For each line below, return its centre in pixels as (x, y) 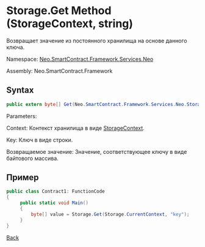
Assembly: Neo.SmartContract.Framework (59, 70)
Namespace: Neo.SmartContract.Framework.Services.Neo (80, 59)
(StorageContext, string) (70, 24)
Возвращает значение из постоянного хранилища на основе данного (97, 40)
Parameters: (22, 116)
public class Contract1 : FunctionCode (56, 192)
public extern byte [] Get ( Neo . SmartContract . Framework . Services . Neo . (97, 104)
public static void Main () (54, 203)
